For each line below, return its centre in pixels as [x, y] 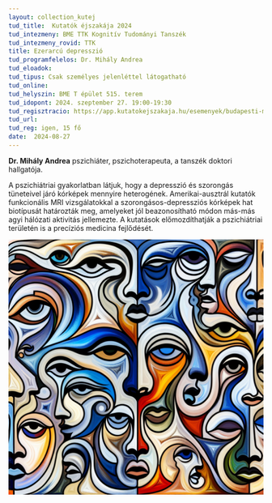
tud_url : [23, 120]
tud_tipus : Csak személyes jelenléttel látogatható [97, 77]
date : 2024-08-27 [39, 137]
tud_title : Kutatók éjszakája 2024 [70, 26]
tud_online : [28, 85]
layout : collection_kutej [52, 17]
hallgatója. [25, 169]
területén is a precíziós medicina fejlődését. [81, 228]
